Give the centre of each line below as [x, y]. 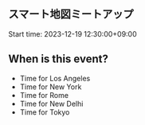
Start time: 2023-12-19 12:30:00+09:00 [72, 33]
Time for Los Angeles [55, 78]
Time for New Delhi [51, 104]
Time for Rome [44, 95]
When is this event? [59, 59]
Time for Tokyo [45, 112]
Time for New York [51, 87]
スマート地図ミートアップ [71, 14]
